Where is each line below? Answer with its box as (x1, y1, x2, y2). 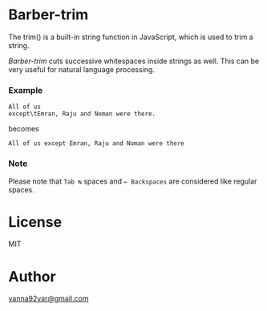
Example (8, 84, 43, 95)
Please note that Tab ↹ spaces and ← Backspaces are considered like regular (8, 176, 257, 186)
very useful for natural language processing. (8, 64, 155, 74)
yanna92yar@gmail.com (8, 294, 89, 304)
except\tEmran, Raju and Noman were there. (8, 110, 156, 118)
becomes (8, 124, 39, 134)
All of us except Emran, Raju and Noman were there (8, 139, 184, 147)
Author (8, 267, 56, 285)
